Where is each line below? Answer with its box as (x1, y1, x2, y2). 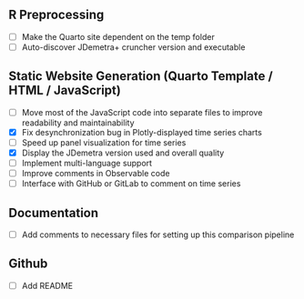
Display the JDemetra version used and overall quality (21, 147, 225, 158)
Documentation (8, 204, 99, 221)
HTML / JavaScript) (8, 83, 122, 98)
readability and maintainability (21, 117, 135, 128)
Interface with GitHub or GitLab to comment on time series (21, 178, 241, 189)
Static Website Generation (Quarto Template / (8, 68, 274, 85)
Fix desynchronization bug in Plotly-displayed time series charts (21, 126, 263, 137)
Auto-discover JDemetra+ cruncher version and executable (21, 41, 246, 53)
